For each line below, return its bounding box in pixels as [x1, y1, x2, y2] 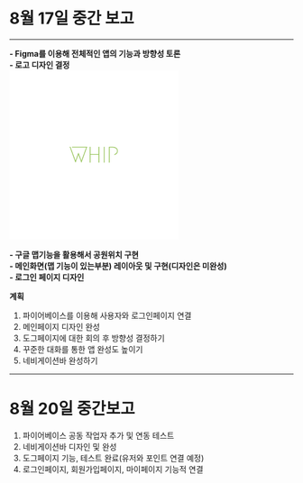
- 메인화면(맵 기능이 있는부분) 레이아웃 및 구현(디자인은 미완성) [9, 260, 227, 271]
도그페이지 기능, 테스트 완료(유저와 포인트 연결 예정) [22, 452, 205, 463]
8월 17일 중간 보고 [9, 8, 135, 29]
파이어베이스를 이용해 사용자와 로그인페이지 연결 [22, 310, 192, 321]
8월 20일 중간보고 [9, 398, 135, 419]
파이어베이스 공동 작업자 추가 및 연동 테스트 [22, 430, 175, 441]
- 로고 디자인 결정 [9, 59, 70, 70]
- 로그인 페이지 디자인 [9, 271, 85, 282]
